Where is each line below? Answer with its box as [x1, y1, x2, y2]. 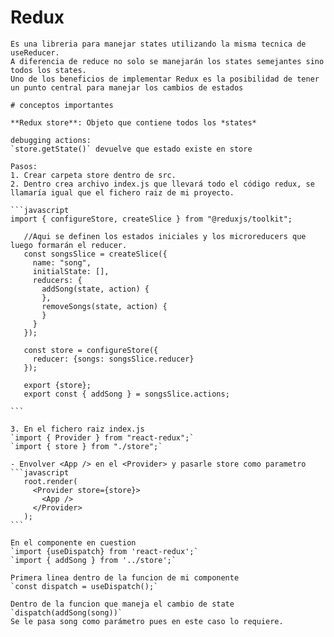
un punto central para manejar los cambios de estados [10, 82, 244, 93]
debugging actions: [10, 135, 92, 145]
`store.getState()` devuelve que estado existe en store [10, 144, 253, 154]
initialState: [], [32, 266, 110, 276]
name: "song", [32, 257, 92, 268]
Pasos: [10, 161, 38, 171]
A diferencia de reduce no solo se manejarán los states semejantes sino [10, 56, 325, 66]
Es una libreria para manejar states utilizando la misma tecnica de [10, 39, 307, 49]
